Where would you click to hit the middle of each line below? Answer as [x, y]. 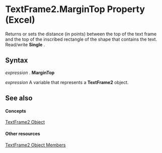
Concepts [16, 111]
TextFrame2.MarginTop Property [75, 9]
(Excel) [20, 20]
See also [19, 98]
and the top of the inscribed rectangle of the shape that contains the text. [81, 39]
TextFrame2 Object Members [35, 145]
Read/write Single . [25, 44]
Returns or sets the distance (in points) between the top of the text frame [81, 34]
